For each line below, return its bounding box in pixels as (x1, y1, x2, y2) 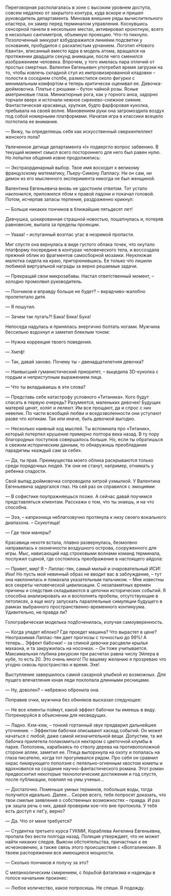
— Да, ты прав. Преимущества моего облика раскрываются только (5, 457, 154, 463)
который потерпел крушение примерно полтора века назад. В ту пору (5, 431, 160, 437)
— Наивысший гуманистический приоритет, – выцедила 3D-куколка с (5, 368, 159, 375)
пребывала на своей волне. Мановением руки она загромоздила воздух (5, 107, 164, 114)
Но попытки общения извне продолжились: (5, 155, 101, 161)
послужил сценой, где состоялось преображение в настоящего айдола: (5, 556, 163, 562)
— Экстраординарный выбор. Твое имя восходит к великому (5, 165, 139, 170)
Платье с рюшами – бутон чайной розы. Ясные (35, 86, 139, 92)
